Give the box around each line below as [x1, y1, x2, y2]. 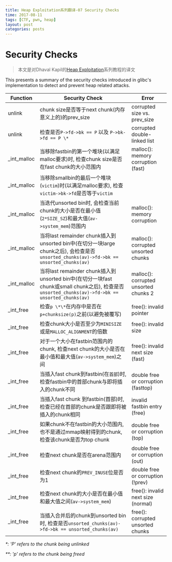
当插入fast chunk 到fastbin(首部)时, [39, 396, 124, 403]
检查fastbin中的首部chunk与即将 [39, 378, 118, 385]
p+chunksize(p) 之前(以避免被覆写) [39, 311, 122, 318]
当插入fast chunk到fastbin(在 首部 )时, [39, 371, 127, 378]
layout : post [5, 22, 33, 27]
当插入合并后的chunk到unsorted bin [39, 512, 126, 519]
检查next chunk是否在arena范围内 [39, 451, 121, 459]
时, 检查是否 [39, 520, 69, 527]
